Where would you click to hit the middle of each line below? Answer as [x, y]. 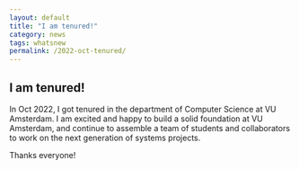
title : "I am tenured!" [54, 26]
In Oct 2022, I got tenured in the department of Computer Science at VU [143, 109]
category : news [38, 34]
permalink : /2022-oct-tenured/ [68, 51]
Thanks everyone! [43, 155]
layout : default [40, 18]
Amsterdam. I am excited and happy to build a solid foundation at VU [136, 119]
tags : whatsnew [38, 43]
